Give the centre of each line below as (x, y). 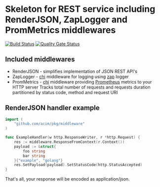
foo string (34, 151)
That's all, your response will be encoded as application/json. (67, 179)
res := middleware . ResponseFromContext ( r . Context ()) (69, 142)
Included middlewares (40, 60)
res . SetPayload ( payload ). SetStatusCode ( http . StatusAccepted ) (78, 165)
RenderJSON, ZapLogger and (66, 20)
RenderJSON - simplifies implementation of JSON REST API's (75, 71)
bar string (34, 156)
